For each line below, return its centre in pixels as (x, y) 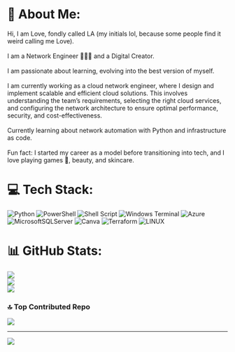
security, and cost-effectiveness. (55, 115)
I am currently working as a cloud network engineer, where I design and (111, 85)
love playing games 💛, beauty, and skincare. (71, 160)
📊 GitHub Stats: (55, 251)
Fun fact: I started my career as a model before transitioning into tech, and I (116, 153)
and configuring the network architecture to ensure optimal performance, (113, 108)
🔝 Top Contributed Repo (49, 307)
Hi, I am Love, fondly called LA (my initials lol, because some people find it (114, 34)
